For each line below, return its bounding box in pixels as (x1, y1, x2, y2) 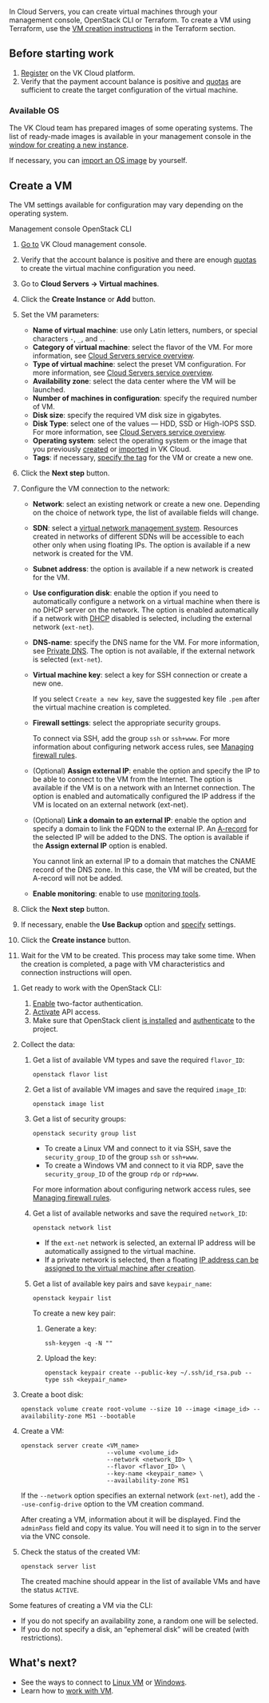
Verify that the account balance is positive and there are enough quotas (20, 255, 257, 265)
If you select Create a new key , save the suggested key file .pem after (32, 694, 260, 703)
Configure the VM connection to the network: (20, 483, 170, 493)
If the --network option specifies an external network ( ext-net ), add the (20, 1490, 255, 1500)
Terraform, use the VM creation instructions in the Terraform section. (9, 24, 236, 33)
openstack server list (20, 1562, 97, 1570)
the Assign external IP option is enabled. (32, 841, 168, 850)
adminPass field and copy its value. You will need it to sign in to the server (20, 1522, 261, 1533)
